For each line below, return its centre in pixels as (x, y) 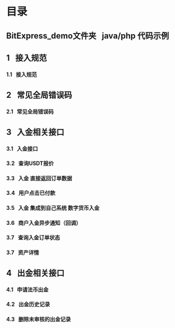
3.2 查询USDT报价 (30, 163)
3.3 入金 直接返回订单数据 (39, 178)
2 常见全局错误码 (39, 95)
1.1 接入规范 (22, 74)
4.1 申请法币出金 (28, 289)
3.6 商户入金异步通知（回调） (44, 222)
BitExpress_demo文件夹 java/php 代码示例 (88, 36)
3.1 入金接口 (22, 148)
